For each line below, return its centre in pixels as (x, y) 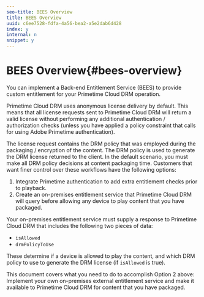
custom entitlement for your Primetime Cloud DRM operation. (84, 94)
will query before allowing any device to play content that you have (100, 201)
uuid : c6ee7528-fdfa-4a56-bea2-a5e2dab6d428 (64, 23)
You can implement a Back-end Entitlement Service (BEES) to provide (94, 87)
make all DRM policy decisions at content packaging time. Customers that (99, 163)
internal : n (21, 35)
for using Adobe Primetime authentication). (61, 131)
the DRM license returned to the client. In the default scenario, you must (97, 156)
